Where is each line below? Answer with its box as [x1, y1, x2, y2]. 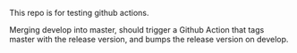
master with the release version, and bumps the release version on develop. [9, 34, 289, 44]
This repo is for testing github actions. [9, 8, 149, 18]
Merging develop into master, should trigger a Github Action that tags [9, 25, 265, 34]
